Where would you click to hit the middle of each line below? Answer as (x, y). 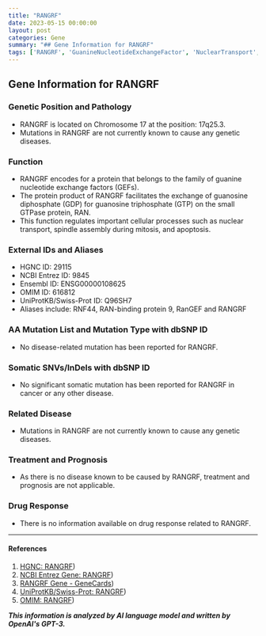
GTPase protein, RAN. (55, 212)
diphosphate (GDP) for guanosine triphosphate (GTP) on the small (127, 204)
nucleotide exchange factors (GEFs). (80, 187)
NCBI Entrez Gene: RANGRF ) (66, 574)
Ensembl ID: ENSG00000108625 (73, 284)
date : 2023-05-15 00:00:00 (53, 23)
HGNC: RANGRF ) (47, 566)
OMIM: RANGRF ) (47, 600)
